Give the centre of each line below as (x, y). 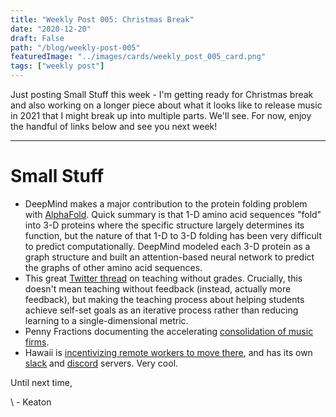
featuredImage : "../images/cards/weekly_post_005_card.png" (138, 57)
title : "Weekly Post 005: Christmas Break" (102, 19)
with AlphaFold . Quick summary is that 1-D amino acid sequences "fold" (173, 214)
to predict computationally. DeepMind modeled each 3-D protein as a (167, 246)
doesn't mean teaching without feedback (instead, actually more (158, 288)
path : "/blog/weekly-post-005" (75, 47)
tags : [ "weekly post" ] (57, 66)
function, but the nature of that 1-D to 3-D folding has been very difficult (173, 235)
